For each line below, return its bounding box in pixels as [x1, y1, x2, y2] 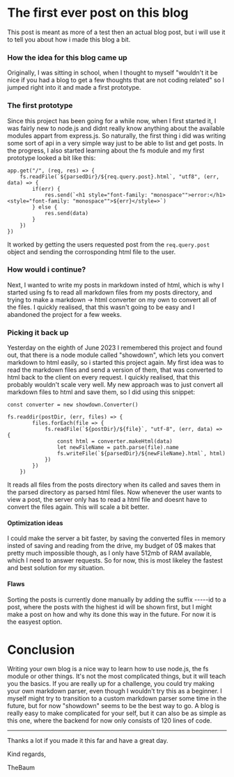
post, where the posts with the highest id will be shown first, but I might [7, 602, 212, 611]
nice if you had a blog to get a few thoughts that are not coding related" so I [7, 76, 225, 84]
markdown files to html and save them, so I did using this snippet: [7, 388, 195, 396]
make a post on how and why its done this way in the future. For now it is [7, 610, 217, 618]
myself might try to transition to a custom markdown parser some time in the [7, 694, 227, 703]
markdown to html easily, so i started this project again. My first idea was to [7, 359, 224, 367]
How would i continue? [7, 265, 86, 274]
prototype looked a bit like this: [7, 153, 96, 162]
